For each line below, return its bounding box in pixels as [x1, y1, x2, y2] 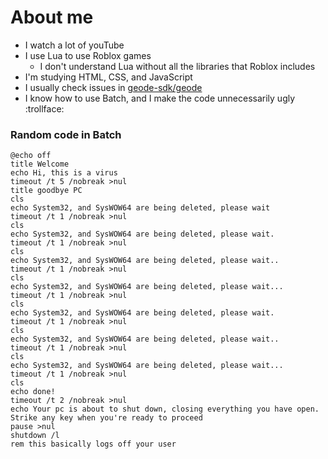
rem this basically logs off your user [10, 439, 177, 450]
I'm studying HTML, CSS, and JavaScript [24, 71, 193, 83]
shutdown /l [10, 431, 60, 441]
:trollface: [24, 102, 65, 115]
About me [10, 6, 94, 29]
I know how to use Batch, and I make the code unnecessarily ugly [24, 92, 296, 104]
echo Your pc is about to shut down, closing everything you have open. [10, 404, 320, 415]
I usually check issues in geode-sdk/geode [24, 81, 203, 93]
